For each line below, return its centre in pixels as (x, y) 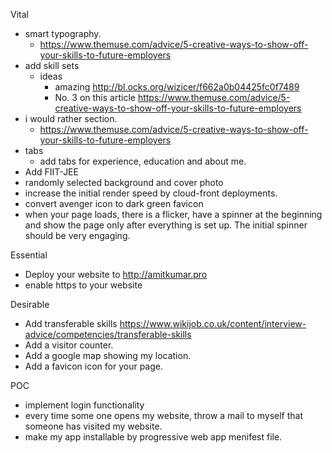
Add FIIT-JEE (51, 172)
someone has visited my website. (93, 426)
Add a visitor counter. (69, 345)
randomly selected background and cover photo (124, 182)
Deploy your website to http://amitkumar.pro (116, 274)
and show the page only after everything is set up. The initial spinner (166, 225)
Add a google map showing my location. (108, 355)
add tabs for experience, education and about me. (143, 161)
